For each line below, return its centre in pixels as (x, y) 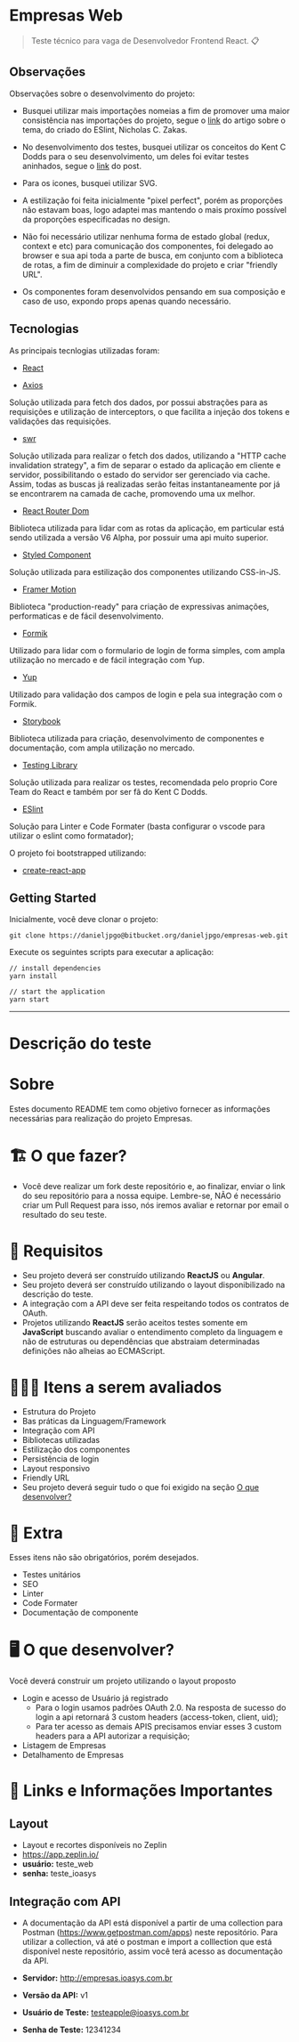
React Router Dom (56, 510)
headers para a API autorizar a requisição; (113, 1736)
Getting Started (53, 898)
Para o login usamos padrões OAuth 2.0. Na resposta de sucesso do (161, 1708)
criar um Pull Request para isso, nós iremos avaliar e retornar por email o (155, 1205)
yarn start (29, 1000)
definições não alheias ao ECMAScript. (93, 1351)
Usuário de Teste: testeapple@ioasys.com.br (105, 2012)
